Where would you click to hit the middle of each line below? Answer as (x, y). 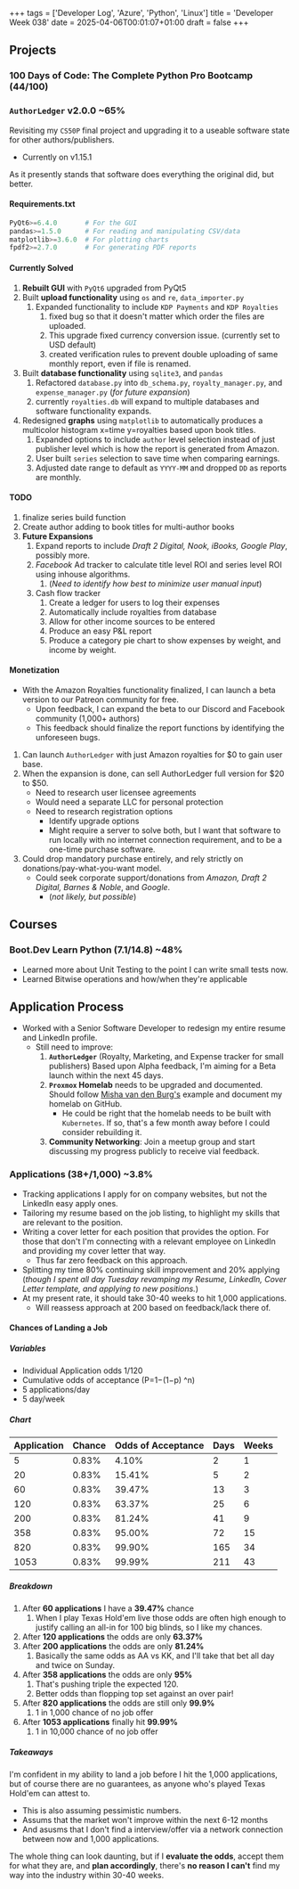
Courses (33, 924)
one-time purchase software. (102, 849)
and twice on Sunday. (75, 1665)
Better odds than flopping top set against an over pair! (134, 1694)
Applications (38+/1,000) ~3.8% (81, 1174)
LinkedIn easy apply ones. (70, 1203)
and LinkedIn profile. (60, 1038)
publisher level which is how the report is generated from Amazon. (158, 448)
